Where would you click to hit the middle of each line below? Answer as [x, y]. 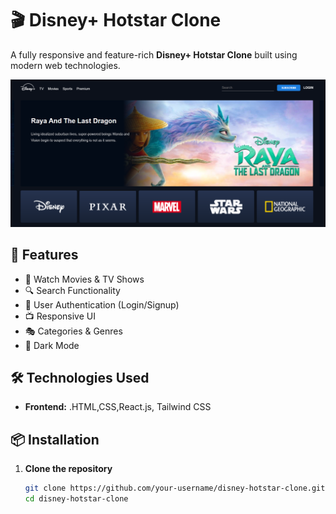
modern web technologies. [65, 65]
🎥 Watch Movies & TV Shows [84, 279]
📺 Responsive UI [60, 316]
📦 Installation [55, 439]
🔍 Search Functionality [72, 290]
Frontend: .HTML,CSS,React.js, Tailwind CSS [118, 407]
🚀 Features [44, 255]
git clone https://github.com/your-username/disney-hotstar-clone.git [175, 488]
